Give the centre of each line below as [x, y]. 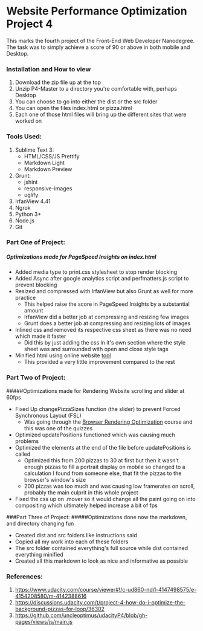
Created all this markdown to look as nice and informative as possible [101, 561]
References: [25, 577]
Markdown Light [44, 163]
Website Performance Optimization [97, 11]
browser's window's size [55, 479]
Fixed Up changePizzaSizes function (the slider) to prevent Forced [98, 409]
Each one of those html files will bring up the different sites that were [101, 115]
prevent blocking [36, 285]
